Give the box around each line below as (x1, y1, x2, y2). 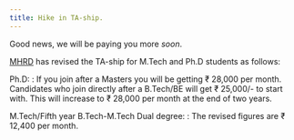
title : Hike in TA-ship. (9, 13, 104, 23)
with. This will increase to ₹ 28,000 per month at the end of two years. (9, 93, 273, 104)
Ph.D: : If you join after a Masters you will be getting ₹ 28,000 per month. (9, 74, 282, 85)
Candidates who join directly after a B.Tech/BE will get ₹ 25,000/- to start (9, 83, 284, 94)
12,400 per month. (9, 120, 79, 131)
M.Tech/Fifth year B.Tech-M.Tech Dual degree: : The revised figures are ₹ (9, 110, 286, 121)
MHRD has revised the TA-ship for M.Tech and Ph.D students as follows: (9, 55, 280, 66)
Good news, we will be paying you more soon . (9, 38, 183, 49)
